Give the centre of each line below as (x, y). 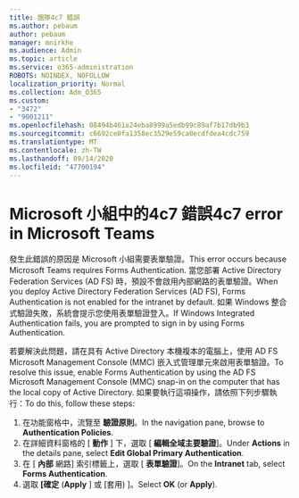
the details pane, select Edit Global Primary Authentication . (133, 453)
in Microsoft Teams (82, 233)
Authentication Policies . (68, 433)
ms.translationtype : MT (54, 142)
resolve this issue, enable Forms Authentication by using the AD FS (133, 372)
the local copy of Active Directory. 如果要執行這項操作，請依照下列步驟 (139, 393)
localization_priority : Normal (67, 84)
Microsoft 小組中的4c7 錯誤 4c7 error (146, 214)
